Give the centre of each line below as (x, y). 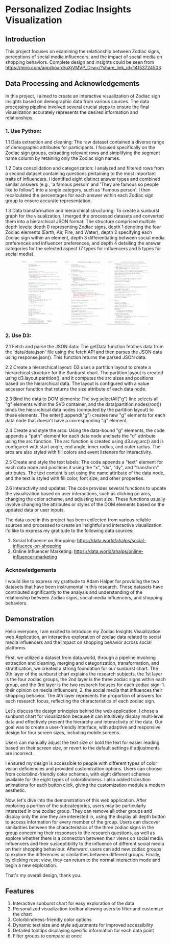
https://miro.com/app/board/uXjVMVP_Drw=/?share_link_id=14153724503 (83, 68)
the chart (22, 914)
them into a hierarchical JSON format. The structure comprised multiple (81, 222)
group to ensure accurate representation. (48, 201)
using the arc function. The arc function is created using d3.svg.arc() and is (85, 441)
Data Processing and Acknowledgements (72, 83)
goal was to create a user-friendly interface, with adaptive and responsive (83, 727)
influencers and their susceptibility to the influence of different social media (85, 843)
